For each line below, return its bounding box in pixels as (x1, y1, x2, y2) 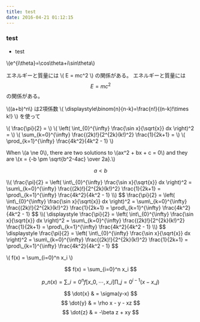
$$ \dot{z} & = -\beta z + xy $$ (62, 309, 140, 316)
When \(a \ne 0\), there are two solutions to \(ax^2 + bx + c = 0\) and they (6, 149, 188, 157)
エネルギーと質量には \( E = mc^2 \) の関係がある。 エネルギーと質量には (6, 71, 186, 79)
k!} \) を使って (6, 113, 41, 120)
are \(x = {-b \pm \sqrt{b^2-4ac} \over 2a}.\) (6, 155, 116, 162)
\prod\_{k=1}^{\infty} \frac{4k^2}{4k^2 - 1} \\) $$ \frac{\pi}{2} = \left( (6, 191, 175, 198)
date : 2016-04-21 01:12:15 (6, 14, 74, 20)
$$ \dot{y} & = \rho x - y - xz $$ (60, 299, 141, 306)
